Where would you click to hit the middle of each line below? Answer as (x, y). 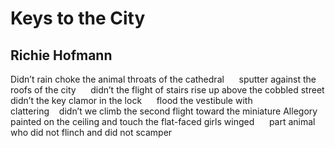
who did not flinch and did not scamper (91, 132)
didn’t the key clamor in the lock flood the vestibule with (131, 100)
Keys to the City (78, 18)
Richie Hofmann (61, 55)
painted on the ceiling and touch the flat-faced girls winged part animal (163, 121)
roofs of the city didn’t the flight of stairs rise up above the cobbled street (167, 90)
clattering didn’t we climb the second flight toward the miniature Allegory (164, 111)
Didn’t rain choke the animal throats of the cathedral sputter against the (163, 79)
